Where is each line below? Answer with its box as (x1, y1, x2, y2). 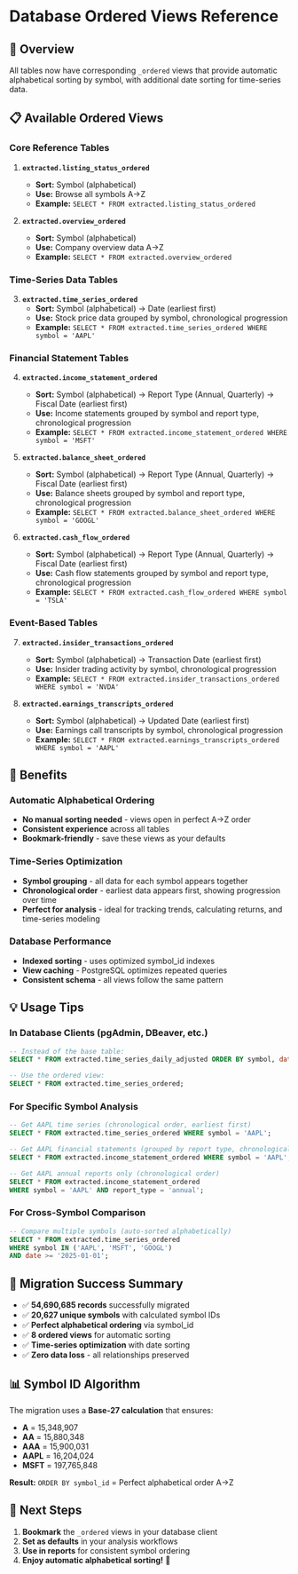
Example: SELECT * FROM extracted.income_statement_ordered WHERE (35, 427, 288, 438)
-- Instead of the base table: (9, 1047, 125, 1056)
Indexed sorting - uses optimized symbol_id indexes (21, 955, 216, 966)
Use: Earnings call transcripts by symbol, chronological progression (35, 724, 284, 735)
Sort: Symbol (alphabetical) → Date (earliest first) (35, 303, 216, 313)
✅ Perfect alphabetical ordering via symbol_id (21, 1320, 194, 1331)
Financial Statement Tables (9, 352, 129, 364)
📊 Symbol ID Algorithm (9, 1377, 141, 1392)
